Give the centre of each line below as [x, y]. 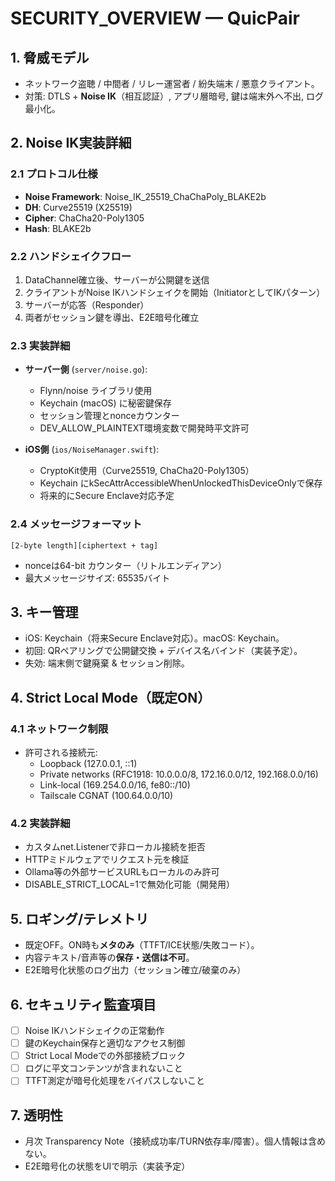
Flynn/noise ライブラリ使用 [96, 391]
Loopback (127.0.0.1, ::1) [88, 764]
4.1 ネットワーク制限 [59, 729]
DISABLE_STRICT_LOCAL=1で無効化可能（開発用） [129, 884]
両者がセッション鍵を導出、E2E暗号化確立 [112, 317]
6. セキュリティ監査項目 [83, 1004]
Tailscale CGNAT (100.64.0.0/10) [106, 796]
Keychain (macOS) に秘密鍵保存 [105, 403]
